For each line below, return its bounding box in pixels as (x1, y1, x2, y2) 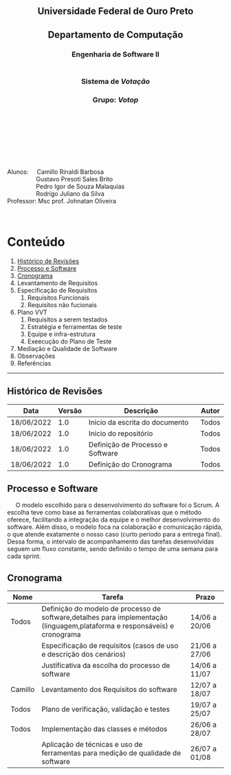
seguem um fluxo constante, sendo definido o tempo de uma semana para (7, 545, 219, 553)
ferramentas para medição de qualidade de (41, 748, 181, 758)
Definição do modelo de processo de (41, 604, 162, 614)
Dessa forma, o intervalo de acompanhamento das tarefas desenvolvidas (7, 537, 214, 546)
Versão (58, 405, 82, 415)
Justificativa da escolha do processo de (41, 661, 170, 671)
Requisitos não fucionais (27, 300, 98, 308)
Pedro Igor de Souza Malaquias (35, 182, 125, 190)
